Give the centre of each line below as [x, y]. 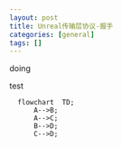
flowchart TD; [46, 103]
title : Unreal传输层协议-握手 [61, 26]
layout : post [34, 18]
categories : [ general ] [52, 34]
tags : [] [26, 43]
